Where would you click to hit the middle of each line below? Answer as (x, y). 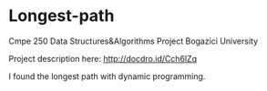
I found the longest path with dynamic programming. (107, 76)
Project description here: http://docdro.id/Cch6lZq (103, 58)
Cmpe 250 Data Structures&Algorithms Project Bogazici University (133, 41)
